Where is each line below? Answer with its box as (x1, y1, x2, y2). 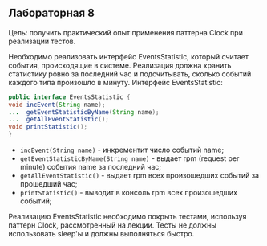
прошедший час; (19, 179, 78, 189)
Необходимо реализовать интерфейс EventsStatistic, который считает (8, 51, 249, 61)
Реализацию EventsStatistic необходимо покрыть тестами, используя (8, 212, 247, 222)
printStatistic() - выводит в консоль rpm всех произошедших (19, 188, 238, 198)
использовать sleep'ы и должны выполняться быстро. (8, 229, 195, 239)
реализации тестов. (8, 36, 76, 46)
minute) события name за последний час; (19, 162, 162, 172)
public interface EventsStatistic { (8, 92, 131, 101)
